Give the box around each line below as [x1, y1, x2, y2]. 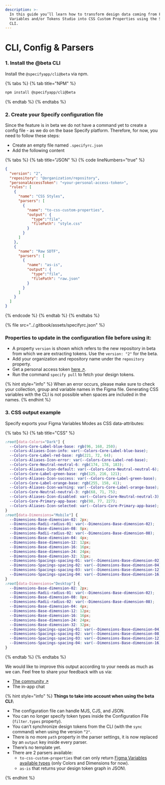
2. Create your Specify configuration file [5, 111, 103, 118]
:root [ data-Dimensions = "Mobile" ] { [5, 513, 78, 517]
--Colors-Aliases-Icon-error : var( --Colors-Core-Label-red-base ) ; [9, 458, 148, 463]
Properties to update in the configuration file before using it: [5, 334, 152, 341]
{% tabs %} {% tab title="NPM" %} [5, 80, 76, 86]
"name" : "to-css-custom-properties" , [27, 208, 105, 212]
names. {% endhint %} [5, 397, 51, 403]
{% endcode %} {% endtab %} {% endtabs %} [5, 313, 100, 319]
